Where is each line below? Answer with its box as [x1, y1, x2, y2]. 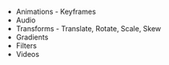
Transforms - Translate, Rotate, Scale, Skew [15, 24, 162, 33]
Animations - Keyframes [15, 7, 96, 16]
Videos [15, 50, 40, 59]
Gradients [15, 32, 49, 42]
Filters [15, 41, 38, 51]
